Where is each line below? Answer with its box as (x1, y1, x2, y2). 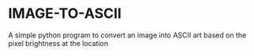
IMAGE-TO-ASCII (8, 5, 122, 23)
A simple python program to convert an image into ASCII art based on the (8, 30, 247, 40)
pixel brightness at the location (8, 38, 109, 47)
